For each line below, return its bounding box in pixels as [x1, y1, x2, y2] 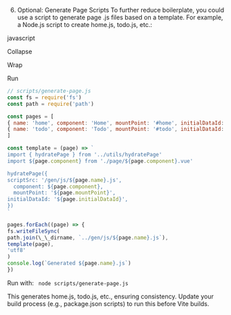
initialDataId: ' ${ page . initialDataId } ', [7, 196, 129, 203]
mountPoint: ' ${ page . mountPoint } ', [13, 190, 116, 197]
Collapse [7, 48, 33, 55]
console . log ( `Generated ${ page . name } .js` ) [7, 260, 131, 267]
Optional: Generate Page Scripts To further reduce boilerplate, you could [17, 6, 225, 14]
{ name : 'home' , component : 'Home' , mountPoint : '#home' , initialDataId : [7, 119, 225, 127]
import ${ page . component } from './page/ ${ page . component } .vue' [7, 157, 194, 165]
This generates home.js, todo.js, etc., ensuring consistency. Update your [7, 292, 214, 300]
